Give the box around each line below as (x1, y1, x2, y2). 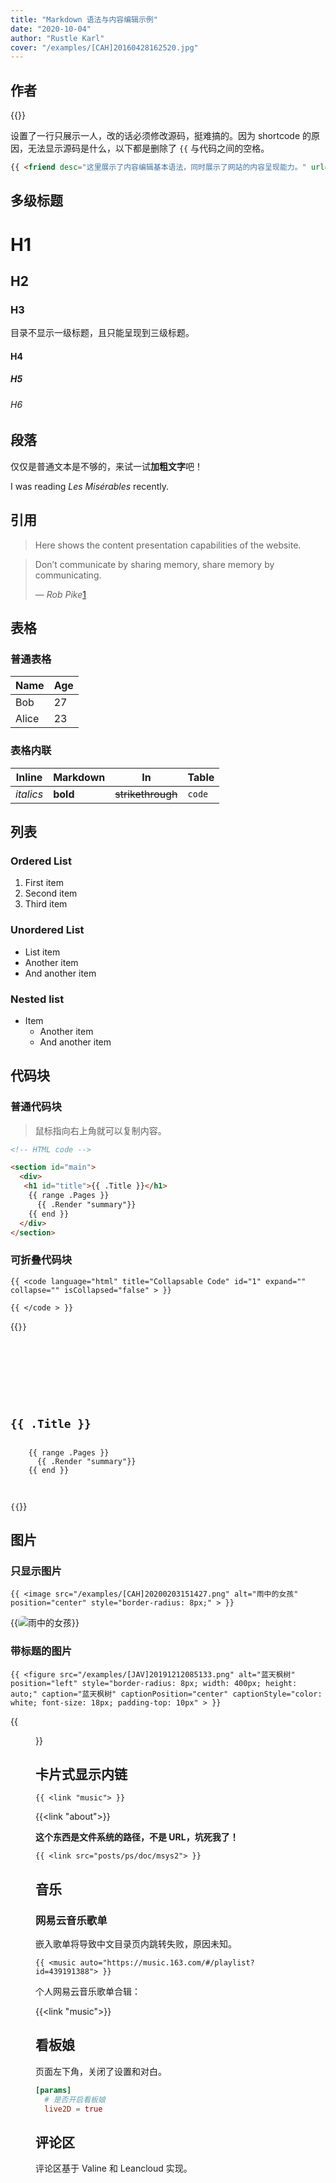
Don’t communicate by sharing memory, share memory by (34, 558, 275, 570)
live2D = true (44, 2104, 103, 2114)
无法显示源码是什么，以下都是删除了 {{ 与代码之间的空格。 (27, 142, 270, 155)
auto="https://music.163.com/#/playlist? (79, 1958, 255, 1968)
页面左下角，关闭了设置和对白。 (35, 2065, 167, 2077)
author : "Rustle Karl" (10, 33, 105, 43)
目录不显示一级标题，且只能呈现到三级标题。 (10, 327, 195, 339)
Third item (24, 898, 68, 910)
